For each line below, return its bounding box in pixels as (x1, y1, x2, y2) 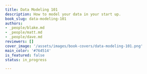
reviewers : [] (5, 39, 34, 44)
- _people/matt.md (5, 30, 42, 35)
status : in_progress (5, 57, 47, 62)
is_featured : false (5, 52, 45, 58)
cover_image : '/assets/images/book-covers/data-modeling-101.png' (5, 44, 143, 49)
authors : (5, 21, 23, 26)
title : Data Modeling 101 (5, 7, 58, 12)
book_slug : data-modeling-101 (5, 16, 67, 21)
